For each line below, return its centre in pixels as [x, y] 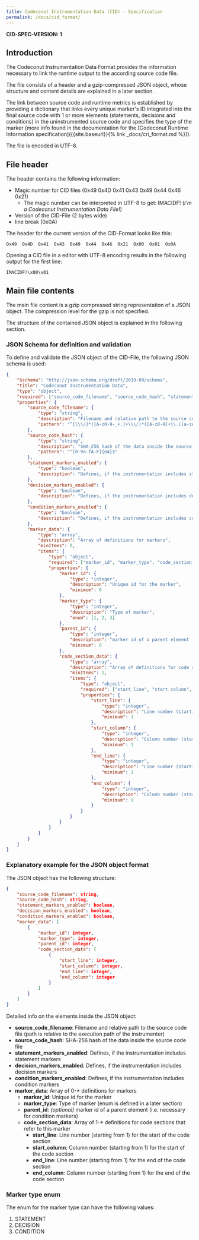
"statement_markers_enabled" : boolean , [66, 905]
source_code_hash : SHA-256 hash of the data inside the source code [100, 1040]
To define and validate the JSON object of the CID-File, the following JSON [98, 358]
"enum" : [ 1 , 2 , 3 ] [92, 618]
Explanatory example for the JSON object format [78, 865]
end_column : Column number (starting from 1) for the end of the [111, 1173]
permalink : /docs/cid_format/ [44, 17]
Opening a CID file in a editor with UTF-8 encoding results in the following [96, 255]
